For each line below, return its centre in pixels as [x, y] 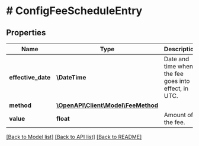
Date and [176, 59]
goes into [177, 81]
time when [179, 66]
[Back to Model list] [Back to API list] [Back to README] [74, 137]
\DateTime [71, 77]
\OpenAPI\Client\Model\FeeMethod [107, 105]
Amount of [179, 115]
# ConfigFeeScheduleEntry [74, 11]
